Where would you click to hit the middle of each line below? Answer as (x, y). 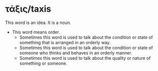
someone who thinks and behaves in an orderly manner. (76, 53)
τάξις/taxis (28, 9)
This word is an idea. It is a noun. (38, 23)
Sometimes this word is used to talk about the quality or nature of (85, 58)
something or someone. (43, 63)
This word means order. (36, 32)
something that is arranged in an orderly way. (65, 42)
